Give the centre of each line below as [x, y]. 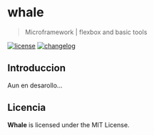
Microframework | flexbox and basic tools [86, 32]
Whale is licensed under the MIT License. [68, 124]
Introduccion [37, 68]
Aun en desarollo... [35, 85]
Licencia [27, 108]
